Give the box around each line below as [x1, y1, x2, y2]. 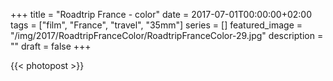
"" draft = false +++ [10, 40, 92, 52]
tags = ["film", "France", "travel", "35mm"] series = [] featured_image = [10, 19, 303, 31]
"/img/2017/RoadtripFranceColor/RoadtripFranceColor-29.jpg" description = [10, 30, 324, 41]
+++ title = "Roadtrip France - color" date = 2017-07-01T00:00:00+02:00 [10, 9, 312, 20]
